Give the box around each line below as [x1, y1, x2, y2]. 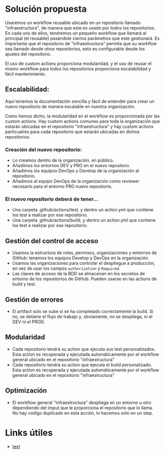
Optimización [5, 387, 47, 395]
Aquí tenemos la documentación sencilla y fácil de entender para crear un [5, 98, 155, 104]
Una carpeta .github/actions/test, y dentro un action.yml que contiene [12, 207, 154, 213]
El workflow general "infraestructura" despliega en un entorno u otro [12, 399, 151, 405]
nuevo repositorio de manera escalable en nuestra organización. [5, 103, 136, 109]
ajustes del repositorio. [5, 51, 52, 57]
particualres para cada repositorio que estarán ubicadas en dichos [5, 129, 140, 135]
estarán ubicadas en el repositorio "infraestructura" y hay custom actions [5, 123, 154, 129]
